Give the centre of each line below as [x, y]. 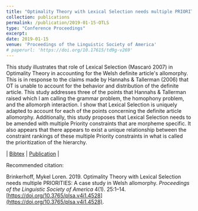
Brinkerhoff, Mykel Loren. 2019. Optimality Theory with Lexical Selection [94, 176]
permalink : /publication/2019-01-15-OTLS [58, 22]
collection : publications [38, 17]
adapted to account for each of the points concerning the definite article [94, 111]
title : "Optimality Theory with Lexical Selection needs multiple [89, 12]
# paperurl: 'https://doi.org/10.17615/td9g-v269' [70, 50]
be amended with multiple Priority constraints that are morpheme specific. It [99, 123]
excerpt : [17, 34]
